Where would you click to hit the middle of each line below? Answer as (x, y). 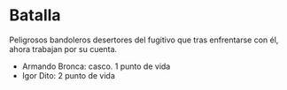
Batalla (35, 15)
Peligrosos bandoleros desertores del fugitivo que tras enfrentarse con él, (144, 40)
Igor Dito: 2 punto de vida (68, 75)
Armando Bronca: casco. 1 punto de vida (96, 66)
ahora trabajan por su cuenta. (63, 49)
